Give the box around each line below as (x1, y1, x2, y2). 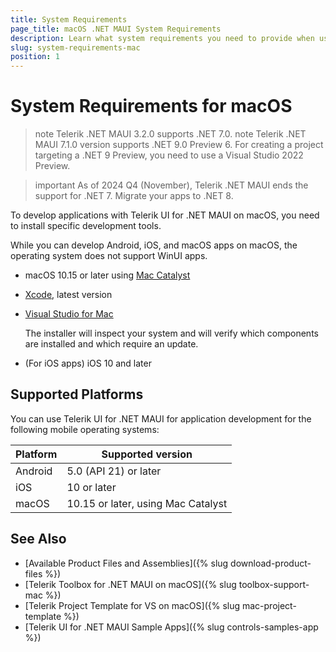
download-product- (230, 557, 312, 569)
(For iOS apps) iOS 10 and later (24, 357, 152, 370)
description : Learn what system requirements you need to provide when (10, 33, 315, 43)
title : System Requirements (10, 14, 128, 25)
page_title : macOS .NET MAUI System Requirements (10, 24, 222, 34)
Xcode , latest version (24, 289, 113, 301)
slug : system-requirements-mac (10, 42, 141, 53)
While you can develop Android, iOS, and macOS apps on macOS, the (10, 239, 298, 251)
